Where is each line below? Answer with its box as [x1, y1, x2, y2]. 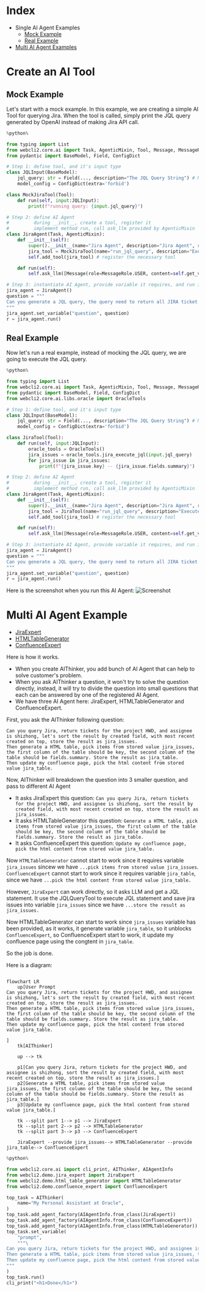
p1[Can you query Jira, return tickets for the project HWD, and [17, 1064, 187, 1071]
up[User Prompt [17, 984, 56, 990]
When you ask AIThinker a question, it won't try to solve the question [15, 678, 189, 686]
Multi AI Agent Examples [15, 43, 77, 51]
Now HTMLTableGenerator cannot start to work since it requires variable [6, 857, 184, 864]
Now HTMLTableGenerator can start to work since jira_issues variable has [6, 918, 196, 926]
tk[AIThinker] [17, 1043, 53, 1049]
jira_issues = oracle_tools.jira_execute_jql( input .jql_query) [28, 451, 192, 458]
